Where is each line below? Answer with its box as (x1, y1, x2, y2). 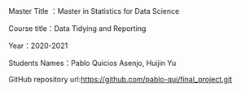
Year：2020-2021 (8, 41, 68, 50)
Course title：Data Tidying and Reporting (8, 24, 147, 33)
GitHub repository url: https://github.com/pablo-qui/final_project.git (8, 75, 233, 84)
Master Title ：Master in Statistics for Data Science (8, 7, 180, 15)
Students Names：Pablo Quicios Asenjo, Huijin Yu (8, 59, 177, 68)
